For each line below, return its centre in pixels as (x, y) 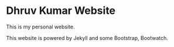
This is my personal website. (40, 27)
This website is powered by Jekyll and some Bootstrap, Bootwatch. (87, 38)
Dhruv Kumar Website (61, 11)
